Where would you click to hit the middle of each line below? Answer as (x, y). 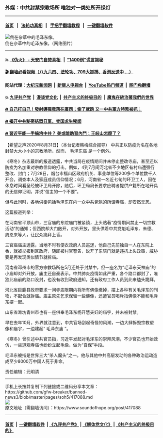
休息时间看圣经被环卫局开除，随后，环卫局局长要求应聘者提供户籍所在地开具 (81, 186)
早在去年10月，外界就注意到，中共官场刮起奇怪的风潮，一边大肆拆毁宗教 (77, 323)
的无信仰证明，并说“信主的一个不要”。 (43, 192)
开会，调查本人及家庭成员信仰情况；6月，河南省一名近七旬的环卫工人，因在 (81, 179)
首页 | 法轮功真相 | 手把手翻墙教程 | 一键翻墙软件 (59, 25)
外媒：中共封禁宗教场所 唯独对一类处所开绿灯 (58, 7)
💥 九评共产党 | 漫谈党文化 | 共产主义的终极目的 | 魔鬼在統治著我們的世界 (80, 97)
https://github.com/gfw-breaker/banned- (46, 392)
